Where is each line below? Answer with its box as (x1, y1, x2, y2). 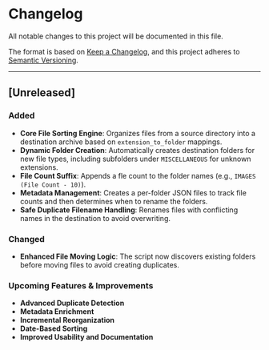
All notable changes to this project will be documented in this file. (8, 31, 224, 41)
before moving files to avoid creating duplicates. (19, 259, 180, 269)
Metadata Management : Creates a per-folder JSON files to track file (19, 187, 247, 197)
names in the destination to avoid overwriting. (19, 213, 171, 223)
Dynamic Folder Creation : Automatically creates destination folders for (19, 145, 255, 155)
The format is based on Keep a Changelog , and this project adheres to (8, 46, 240, 56)
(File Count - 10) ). (19, 179, 86, 189)
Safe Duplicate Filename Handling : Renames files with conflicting (19, 205, 239, 215)
